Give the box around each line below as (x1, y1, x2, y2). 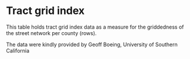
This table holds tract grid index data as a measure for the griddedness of (6, 23, 184, 30)
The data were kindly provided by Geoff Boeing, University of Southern (6, 41, 178, 48)
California (6, 47, 30, 54)
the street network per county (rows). (6, 29, 97, 36)
